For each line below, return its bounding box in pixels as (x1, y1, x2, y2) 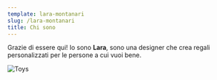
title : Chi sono (7, 24, 56, 31)
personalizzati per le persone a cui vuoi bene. (7, 51, 142, 59)
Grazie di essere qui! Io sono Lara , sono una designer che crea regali (7, 44, 211, 52)
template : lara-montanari (7, 10, 84, 18)
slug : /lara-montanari (7, 17, 75, 24)
